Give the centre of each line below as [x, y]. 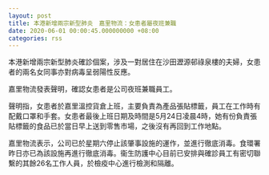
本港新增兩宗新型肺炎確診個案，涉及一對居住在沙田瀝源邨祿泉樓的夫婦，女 [131, 62]
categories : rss [35, 38]
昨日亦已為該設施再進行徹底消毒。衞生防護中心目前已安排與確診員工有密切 [131, 153]
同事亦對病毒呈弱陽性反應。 [88, 72]
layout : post [30, 16]
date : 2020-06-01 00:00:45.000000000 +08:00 [84, 31]
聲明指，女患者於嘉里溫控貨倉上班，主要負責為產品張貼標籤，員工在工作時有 [134, 106]
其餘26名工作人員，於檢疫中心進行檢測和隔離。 [100, 163]
